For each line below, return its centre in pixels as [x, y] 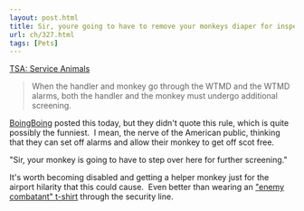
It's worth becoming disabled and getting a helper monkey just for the [139, 177]
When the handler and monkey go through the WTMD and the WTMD [161, 86]
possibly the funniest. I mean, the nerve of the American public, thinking [145, 133]
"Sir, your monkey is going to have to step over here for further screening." [148, 160]
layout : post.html [44, 18]
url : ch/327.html [42, 34]
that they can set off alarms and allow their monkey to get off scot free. [142, 142]
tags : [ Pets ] [34, 43]
